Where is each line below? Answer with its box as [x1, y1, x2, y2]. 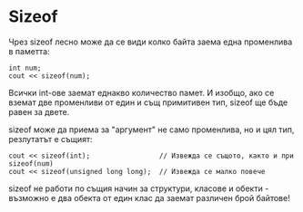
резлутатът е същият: [8, 133, 93, 144]
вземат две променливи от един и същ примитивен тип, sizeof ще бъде [8, 97, 288, 108]
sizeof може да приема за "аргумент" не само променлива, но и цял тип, [8, 124, 295, 135]
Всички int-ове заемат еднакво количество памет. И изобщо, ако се [8, 87, 275, 98]
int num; [8, 63, 42, 72]
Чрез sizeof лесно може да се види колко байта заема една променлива [8, 36, 293, 47]
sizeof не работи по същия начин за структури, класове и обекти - [8, 183, 269, 194]
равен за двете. [8, 106, 70, 117]
